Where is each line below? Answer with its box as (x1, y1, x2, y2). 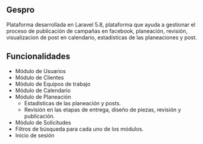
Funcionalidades (6, 51, 71, 62)
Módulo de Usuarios (15, 67, 66, 74)
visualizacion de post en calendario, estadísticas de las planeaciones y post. (6, 33, 198, 41)
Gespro (6, 5, 35, 15)
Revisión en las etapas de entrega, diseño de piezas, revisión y (24, 106, 181, 113)
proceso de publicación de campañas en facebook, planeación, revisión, (6, 27, 188, 34)
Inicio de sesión (15, 131, 55, 139)
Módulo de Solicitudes (15, 119, 72, 126)
